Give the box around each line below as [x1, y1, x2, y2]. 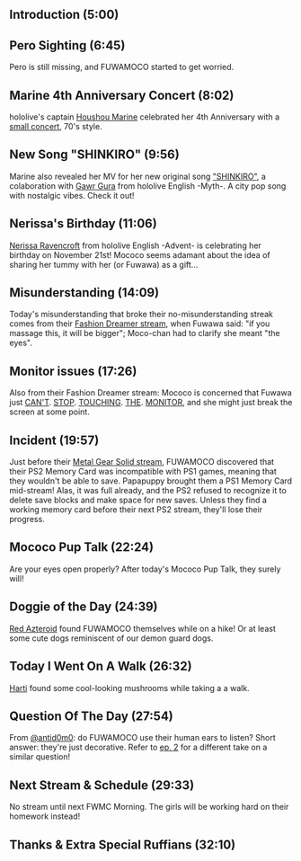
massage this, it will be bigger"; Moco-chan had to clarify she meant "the [9, 328, 280, 339]
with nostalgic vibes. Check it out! [9, 190, 135, 200]
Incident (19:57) [9, 432, 100, 448]
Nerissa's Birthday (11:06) [9, 216, 157, 232]
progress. [9, 514, 45, 525]
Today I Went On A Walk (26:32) [9, 659, 192, 674]
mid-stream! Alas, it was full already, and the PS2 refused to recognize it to [9, 485, 288, 496]
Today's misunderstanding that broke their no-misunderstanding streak [9, 309, 274, 320]
